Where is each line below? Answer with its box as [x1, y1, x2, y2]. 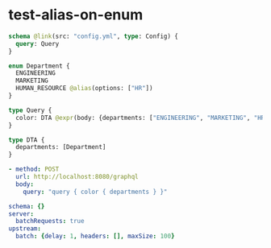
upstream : [8, 225, 42, 233]
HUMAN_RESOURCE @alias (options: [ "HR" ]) [15, 85, 153, 93]
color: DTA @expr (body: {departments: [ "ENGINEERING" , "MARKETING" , [15, 114, 251, 122]
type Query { [8, 106, 52, 114]
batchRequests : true [15, 217, 85, 225]
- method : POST [8, 165, 60, 174]
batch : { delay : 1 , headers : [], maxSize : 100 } [15, 232, 175, 241]
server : [8, 209, 35, 218]
